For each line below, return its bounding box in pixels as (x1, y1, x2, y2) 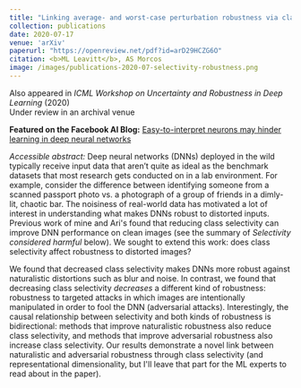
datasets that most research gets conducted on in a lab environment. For (9, 169, 278, 180)
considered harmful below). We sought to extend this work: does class (9, 237, 271, 247)
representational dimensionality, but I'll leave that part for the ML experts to (9, 358, 288, 369)
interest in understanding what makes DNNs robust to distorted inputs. (9, 208, 271, 219)
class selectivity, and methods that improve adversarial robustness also (9, 330, 273, 341)
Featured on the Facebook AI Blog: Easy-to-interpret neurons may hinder (9, 124, 282, 134)
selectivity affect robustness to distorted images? (9, 246, 192, 256)
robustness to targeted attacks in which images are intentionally (9, 292, 245, 303)
